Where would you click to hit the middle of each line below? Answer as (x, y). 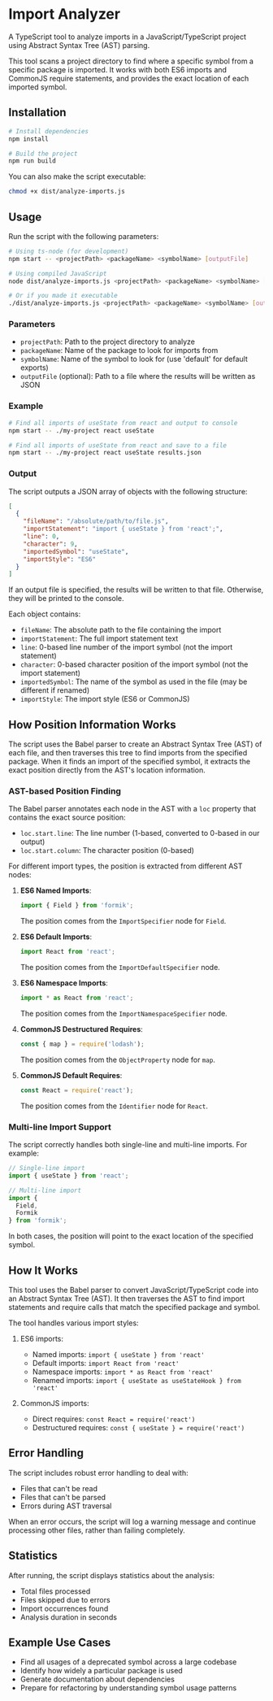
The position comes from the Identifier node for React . (114, 1106)
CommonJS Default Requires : (71, 1075)
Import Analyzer (64, 14)
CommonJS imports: (54, 1403)
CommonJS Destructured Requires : (82, 1029)
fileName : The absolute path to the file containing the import (121, 630)
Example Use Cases (60, 1643)
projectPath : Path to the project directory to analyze (108, 342)
